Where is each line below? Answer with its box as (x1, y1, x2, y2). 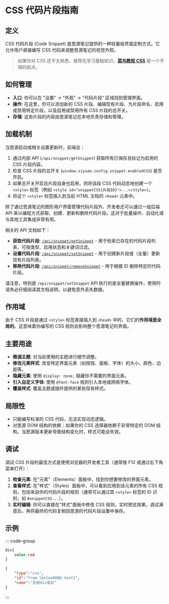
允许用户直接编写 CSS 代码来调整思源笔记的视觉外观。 (5, 47, 119, 53)
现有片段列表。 (12, 256, 44, 263)
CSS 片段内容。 (12, 161, 45, 167)
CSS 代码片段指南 (5, 5, 79, 16)
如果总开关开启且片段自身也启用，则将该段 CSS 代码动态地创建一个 (12, 180, 152, 186)
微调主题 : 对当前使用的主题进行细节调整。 (12, 354, 99, 360)
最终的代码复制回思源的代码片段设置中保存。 (34, 507, 128, 514)
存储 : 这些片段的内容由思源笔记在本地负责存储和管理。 (12, 113, 126, 119)
